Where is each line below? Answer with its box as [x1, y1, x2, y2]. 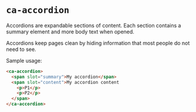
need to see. [6, 46, 36, 53]
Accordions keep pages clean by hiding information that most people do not [6, 39, 190, 46]
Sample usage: [6, 57, 42, 64]
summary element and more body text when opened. [6, 28, 135, 35]
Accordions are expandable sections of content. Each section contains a [6, 22, 181, 29]
